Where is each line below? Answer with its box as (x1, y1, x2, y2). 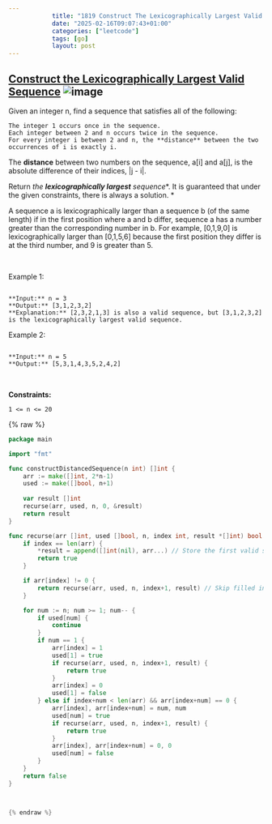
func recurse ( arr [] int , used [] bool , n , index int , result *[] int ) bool (8, 532, 263, 540)
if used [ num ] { (37, 613, 89, 622)
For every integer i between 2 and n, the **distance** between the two (8, 135, 259, 144)
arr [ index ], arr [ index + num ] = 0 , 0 (51, 742, 172, 750)
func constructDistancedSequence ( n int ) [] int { (8, 464, 176, 472)
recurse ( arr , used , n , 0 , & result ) (23, 502, 143, 510)
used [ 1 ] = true (51, 651, 104, 660)
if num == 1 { (37, 637, 85, 645)
